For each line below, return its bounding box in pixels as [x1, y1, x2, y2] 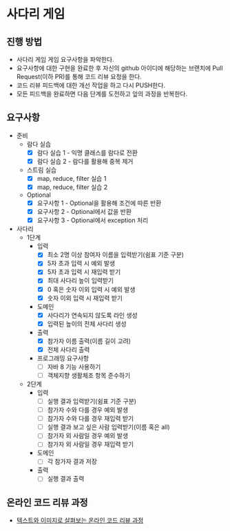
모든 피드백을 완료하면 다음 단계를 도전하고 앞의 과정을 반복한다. [16, 90, 187, 98]
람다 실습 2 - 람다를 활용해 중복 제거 [36, 157, 134, 165]
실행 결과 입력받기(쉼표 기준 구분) [47, 397, 137, 405]
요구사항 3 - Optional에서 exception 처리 [36, 216, 149, 224]
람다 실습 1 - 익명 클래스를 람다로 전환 [36, 149, 138, 157]
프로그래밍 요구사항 [36, 354, 90, 362]
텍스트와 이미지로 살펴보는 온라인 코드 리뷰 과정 [16, 517, 144, 525]
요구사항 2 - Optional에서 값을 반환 [36, 208, 132, 216]
